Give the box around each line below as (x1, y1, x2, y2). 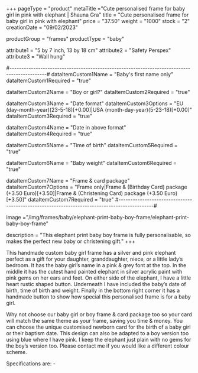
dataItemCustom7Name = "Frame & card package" (6, 177, 130, 184)
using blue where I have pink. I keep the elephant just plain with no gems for (6, 336, 191, 343)
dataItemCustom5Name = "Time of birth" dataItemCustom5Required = (6, 142, 178, 148)
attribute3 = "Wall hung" (6, 53, 66, 60)
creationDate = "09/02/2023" (6, 24, 79, 31)
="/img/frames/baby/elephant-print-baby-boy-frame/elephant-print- (22, 214, 189, 220)
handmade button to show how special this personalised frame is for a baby (6, 293, 191, 300)
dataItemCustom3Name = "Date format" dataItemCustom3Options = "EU (6, 100, 184, 107)
